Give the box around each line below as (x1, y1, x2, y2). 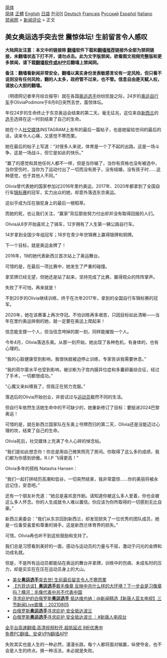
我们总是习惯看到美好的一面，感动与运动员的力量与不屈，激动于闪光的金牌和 (5, 543, 162, 549)
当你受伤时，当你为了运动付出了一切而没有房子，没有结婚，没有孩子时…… (5, 166, 157, 172)
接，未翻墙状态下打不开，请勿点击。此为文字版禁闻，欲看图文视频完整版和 (5, 53, 158, 59)
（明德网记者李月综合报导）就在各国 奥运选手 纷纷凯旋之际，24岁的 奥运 (5, 93, 150, 99)
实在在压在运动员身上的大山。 (26, 566, 88, 572)
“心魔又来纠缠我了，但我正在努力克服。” (5, 383, 85, 389)
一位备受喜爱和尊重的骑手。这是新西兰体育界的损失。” (9, 522, 118, 528)
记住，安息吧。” (9, 482, 40, 488)
